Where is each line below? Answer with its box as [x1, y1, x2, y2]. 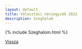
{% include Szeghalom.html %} [5, 30, 68, 35]
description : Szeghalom [5, 16, 54, 21]
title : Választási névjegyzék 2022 [5, 12, 78, 16]
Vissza [5, 39, 19, 45]
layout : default [5, 7, 38, 12]
